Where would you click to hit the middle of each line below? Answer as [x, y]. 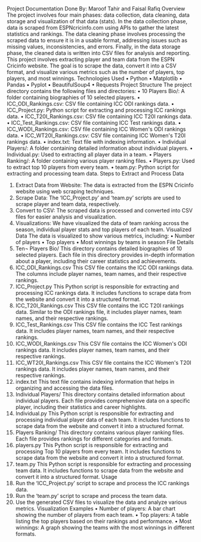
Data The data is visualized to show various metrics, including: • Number [105, 236]
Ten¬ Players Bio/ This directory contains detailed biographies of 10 [99, 248]
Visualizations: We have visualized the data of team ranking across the [102, 223]
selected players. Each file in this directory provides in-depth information [105, 255]
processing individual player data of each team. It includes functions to [103, 420]
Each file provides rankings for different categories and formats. [94, 439]
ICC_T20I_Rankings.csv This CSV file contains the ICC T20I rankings [100, 306]
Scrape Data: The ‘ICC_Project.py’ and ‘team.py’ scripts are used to [98, 198]
